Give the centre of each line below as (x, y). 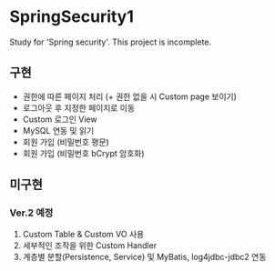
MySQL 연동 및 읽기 (58, 130)
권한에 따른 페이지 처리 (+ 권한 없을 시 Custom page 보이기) (129, 96)
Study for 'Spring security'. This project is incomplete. (111, 42)
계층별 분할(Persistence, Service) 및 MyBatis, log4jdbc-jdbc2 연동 (144, 257)
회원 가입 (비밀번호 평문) (66, 142)
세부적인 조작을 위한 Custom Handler (90, 246)
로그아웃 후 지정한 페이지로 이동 (78, 107)
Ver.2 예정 (31, 213)
